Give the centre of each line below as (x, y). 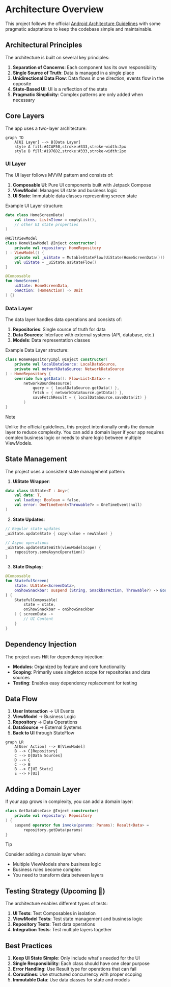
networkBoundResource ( (48, 383)
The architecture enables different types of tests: (57, 904)
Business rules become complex (47, 869)
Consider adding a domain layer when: (46, 854)
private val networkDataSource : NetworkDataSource (69, 369)
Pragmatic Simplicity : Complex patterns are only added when (78, 94)
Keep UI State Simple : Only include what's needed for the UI (76, 958)
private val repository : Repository (53, 816)
